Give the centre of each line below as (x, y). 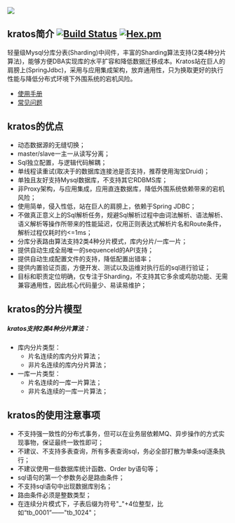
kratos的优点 (35, 127)
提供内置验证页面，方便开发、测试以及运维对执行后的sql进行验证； (114, 267)
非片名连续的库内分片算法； (68, 365)
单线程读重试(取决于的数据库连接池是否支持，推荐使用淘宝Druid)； (114, 171)
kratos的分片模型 (45, 310)
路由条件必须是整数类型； (54, 495)
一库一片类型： (39, 373)
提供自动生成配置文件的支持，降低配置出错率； (85, 259)
